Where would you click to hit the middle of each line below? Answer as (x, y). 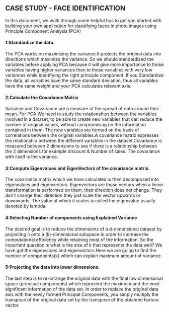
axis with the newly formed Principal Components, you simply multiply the (82, 294)
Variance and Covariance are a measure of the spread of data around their (82, 109)
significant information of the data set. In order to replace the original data (82, 289)
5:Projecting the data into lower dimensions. (53, 267)
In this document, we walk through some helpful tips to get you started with (83, 20)
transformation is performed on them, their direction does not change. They (84, 190)
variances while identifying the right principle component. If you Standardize (84, 75)
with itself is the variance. (32, 157)
